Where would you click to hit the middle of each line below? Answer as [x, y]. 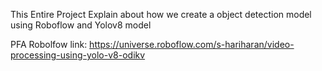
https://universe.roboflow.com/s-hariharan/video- [192, 44]
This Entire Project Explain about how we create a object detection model [161, 14]
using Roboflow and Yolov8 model [81, 25]
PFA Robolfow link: [49, 44]
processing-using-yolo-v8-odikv [78, 55]
